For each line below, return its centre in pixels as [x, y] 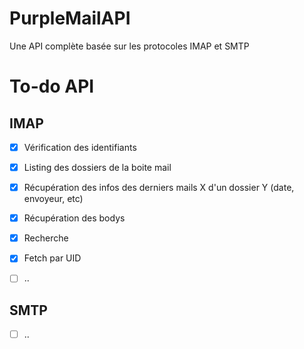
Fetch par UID [52, 258]
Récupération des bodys [74, 218]
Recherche [46, 238]
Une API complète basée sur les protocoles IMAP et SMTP [129, 46]
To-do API [52, 86]
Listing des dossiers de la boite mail [97, 167]
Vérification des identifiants [80, 147]
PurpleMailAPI [70, 18]
